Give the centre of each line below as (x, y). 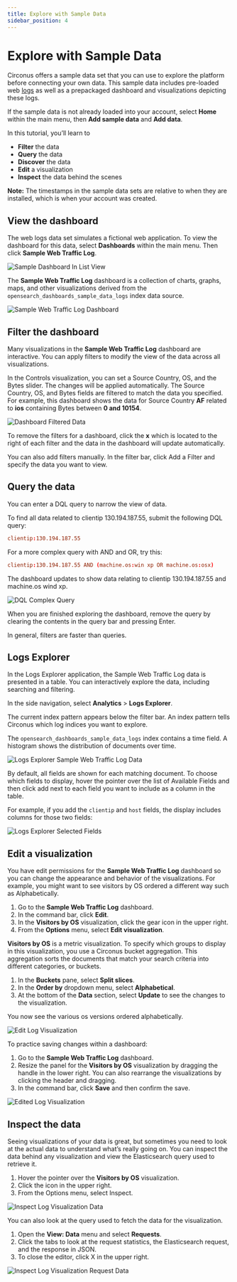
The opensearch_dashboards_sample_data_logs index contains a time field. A (117, 738)
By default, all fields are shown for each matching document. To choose (112, 774)
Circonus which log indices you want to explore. (77, 725)
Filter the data (38, 147)
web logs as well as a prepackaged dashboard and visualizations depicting (117, 90)
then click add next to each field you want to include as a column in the (111, 789)
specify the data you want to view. (57, 465)
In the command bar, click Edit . (63, 915)
